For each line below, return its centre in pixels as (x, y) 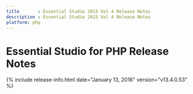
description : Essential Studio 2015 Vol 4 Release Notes (78, 17)
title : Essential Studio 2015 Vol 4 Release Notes (78, 11)
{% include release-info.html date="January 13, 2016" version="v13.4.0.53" (97, 80)
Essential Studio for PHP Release (87, 51)
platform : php (23, 22)
